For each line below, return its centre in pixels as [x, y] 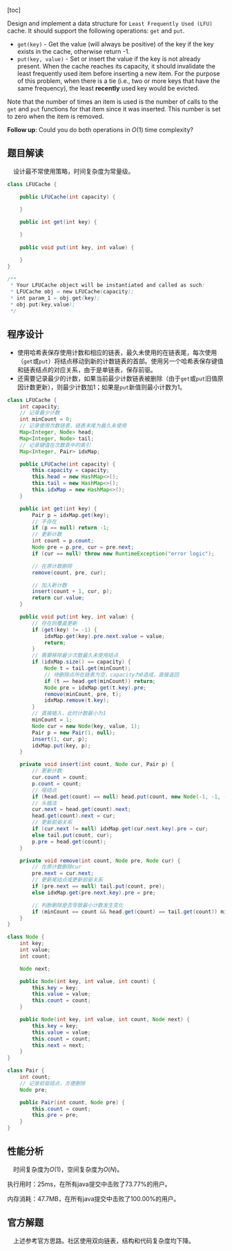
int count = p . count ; [63, 541]
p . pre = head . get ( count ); [69, 841]
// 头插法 [45, 803]
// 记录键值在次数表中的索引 [55, 445]
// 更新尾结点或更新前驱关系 [68, 880]
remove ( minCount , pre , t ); [83, 694]
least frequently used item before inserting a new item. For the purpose [118, 73]
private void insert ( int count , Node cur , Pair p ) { [97, 765]
